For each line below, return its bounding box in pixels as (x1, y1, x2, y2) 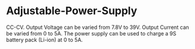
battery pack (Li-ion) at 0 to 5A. (6, 36, 83, 43)
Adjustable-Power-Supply (6, 4, 138, 18)
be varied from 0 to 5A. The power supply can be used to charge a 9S (6, 30, 177, 37)
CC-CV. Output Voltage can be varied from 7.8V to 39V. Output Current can (6, 24, 189, 31)
